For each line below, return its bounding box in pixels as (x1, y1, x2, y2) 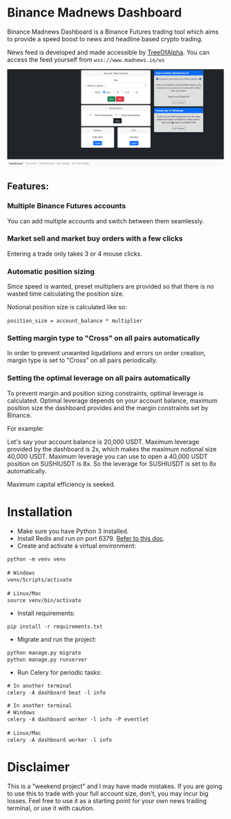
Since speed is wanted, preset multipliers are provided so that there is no (7, 282, 214, 291)
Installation (7, 504, 73, 519)
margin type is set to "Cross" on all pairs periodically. (7, 356, 158, 365)
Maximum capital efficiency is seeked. (7, 480, 115, 489)
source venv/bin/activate (7, 596, 81, 604)
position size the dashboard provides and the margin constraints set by (7, 403, 208, 412)
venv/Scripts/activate (7, 576, 72, 583)
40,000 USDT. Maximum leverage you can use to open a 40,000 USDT (7, 452, 208, 460)
